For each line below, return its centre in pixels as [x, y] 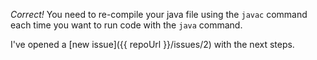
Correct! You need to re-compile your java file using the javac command [159, 14]
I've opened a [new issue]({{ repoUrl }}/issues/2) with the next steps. [152, 44]
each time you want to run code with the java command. [126, 25]
